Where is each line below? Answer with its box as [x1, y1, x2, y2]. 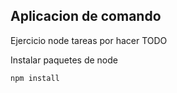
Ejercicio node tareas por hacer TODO [10, 34, 168, 46]
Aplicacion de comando [10, 8, 162, 25]
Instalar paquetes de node [10, 54, 118, 66]
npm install [10, 73, 60, 83]
